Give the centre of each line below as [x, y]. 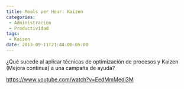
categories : [21, 17]
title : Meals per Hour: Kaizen [45, 12]
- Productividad [29, 28]
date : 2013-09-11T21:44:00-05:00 [47, 45]
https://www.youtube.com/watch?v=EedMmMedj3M [70, 79]
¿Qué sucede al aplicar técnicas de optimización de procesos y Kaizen [92, 61]
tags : [13, 34]
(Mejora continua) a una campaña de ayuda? [61, 68]
